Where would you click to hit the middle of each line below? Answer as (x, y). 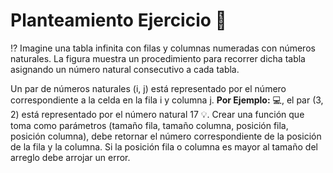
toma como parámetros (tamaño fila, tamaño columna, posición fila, (149, 125)
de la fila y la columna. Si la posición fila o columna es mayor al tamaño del (164, 146)
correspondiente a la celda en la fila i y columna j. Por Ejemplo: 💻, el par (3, (167, 100)
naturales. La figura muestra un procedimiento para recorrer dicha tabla (158, 58)
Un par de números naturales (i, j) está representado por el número (148, 88)
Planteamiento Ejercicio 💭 (118, 20)
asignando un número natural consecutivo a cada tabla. (125, 69)
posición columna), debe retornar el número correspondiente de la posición (166, 136)
